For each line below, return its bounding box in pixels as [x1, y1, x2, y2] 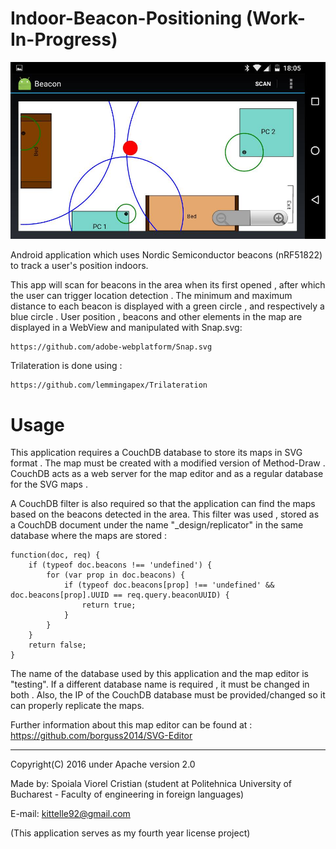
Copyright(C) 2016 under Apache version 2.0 [10, 758, 196, 771]
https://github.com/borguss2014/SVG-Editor [10, 730, 193, 742]
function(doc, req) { [10, 550, 101, 561]
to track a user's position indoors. [10, 260, 149, 272]
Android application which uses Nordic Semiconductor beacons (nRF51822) [10, 249, 323, 261]
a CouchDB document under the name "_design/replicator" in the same [10, 519, 304, 531]
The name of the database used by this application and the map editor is [10, 668, 309, 680]
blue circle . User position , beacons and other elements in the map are [10, 311, 303, 323]
